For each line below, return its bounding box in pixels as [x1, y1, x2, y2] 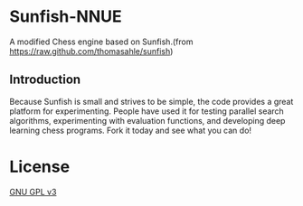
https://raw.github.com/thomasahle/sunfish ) [9, 45, 174, 56]
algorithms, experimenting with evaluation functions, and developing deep [9, 115, 286, 126]
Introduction [9, 72, 81, 88]
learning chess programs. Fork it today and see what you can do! [9, 125, 251, 136]
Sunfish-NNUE [9, 6, 122, 27]
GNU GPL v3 [9, 186, 57, 197]
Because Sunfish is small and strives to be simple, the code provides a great [9, 96, 294, 107]
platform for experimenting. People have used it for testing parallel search [9, 106, 285, 117]
